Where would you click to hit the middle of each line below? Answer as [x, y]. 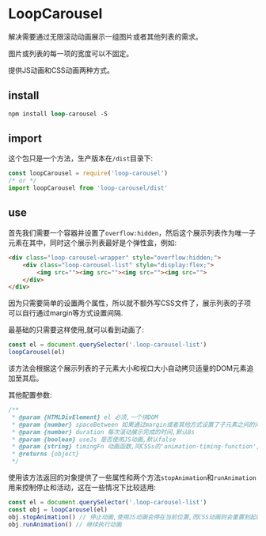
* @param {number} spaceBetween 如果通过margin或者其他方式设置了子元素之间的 [133, 425]
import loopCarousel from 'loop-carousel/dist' [88, 188]
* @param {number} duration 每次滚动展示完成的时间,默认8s [103, 432]
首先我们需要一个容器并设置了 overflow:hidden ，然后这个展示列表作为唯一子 [132, 232]
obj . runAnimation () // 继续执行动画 [65, 524]
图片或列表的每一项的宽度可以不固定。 [70, 53]
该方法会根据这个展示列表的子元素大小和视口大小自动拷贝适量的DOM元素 [127, 368]
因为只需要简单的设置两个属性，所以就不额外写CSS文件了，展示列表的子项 [130, 303]
